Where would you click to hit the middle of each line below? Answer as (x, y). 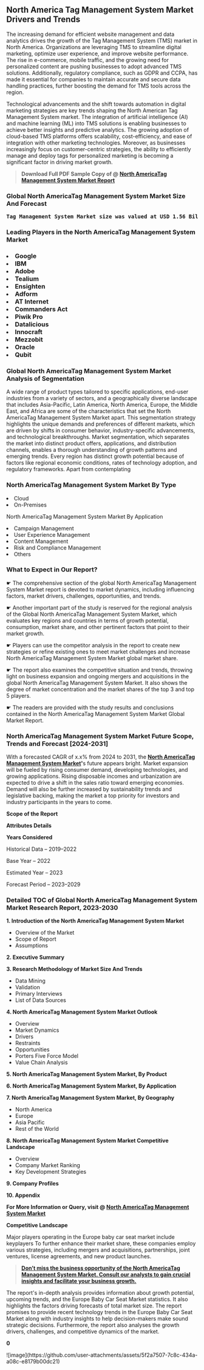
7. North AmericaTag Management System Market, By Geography (90, 1098)
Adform (26, 294)
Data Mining (30, 981)
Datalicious (32, 324)
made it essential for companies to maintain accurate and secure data (93, 79)
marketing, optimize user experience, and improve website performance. (97, 53)
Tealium (27, 279)
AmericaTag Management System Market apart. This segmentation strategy (101, 418)
